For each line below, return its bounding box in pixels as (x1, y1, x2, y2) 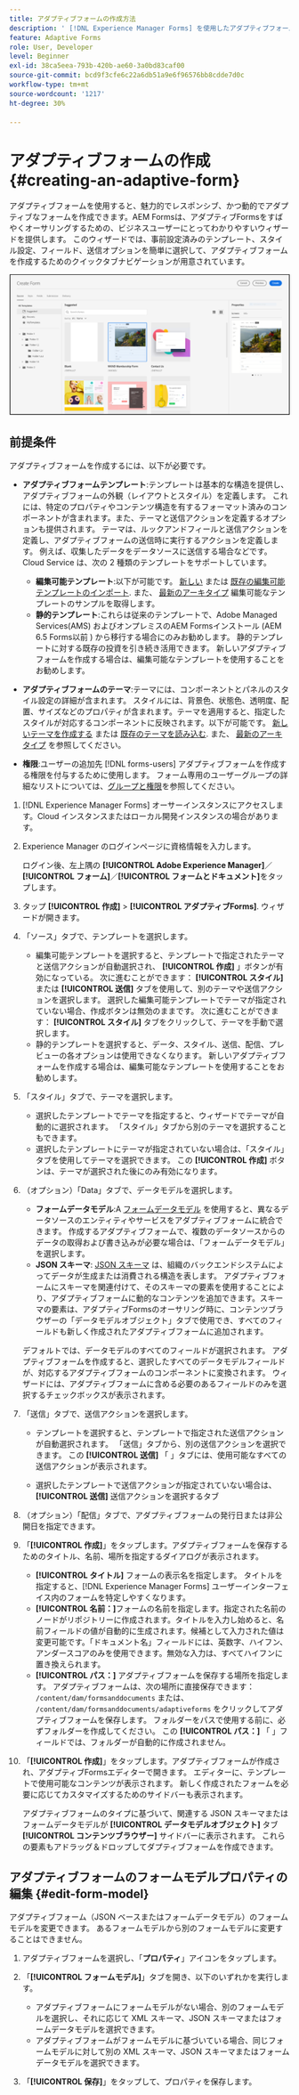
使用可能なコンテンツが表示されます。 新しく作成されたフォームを (37, 1777, 281, 1789)
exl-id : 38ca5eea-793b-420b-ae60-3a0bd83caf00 (9, 61, 185, 70)
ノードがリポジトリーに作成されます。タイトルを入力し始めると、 (35, 1614, 277, 1625)
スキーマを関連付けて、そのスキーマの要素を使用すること (59, 1281, 270, 1292)
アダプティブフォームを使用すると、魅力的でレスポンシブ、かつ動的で (9, 200, 265, 211)
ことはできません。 (16, 1934, 87, 1945)
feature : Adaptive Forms (9, 33, 101, 42)
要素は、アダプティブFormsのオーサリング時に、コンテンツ (51, 1303, 269, 1314)
